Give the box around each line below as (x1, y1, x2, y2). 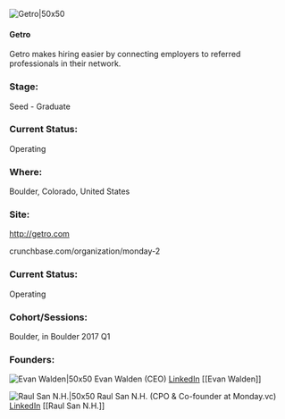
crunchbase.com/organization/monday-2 (9, 246, 161, 256)
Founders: (9, 353, 55, 365)
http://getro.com (9, 229, 70, 239)
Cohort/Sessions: (9, 311, 88, 323)
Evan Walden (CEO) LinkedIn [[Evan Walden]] (94, 373, 262, 384)
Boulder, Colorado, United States (9, 186, 130, 197)
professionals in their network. (9, 58, 122, 69)
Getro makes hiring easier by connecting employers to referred (9, 49, 241, 60)
